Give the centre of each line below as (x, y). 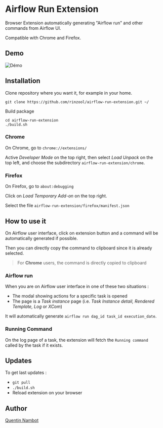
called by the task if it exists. (34, 345)
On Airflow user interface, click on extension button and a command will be (82, 233)
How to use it (26, 221)
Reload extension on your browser (47, 393)
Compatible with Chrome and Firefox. (43, 38)
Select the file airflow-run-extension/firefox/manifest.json (67, 206)
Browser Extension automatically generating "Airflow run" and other (74, 23)
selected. (15, 253)
